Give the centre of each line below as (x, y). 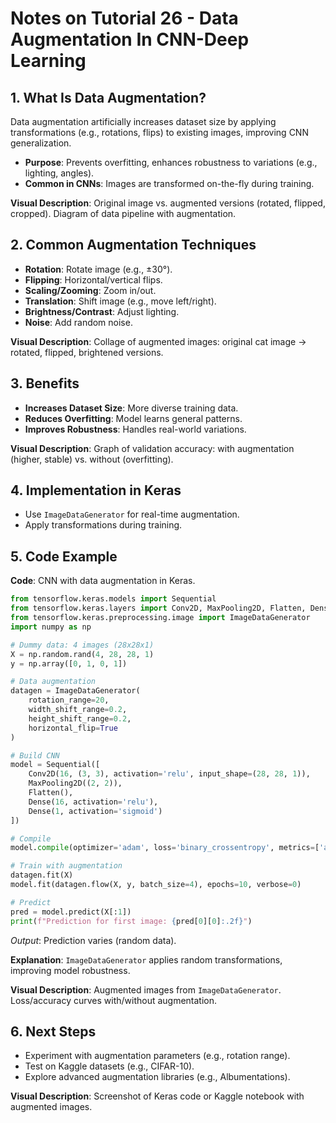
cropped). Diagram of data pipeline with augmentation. (123, 213)
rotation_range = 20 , (69, 700)
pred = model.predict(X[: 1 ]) (71, 912)
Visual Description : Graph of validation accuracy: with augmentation (152, 448)
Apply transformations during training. (103, 525)
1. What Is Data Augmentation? (108, 97)
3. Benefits (45, 383)
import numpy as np (51, 627)
